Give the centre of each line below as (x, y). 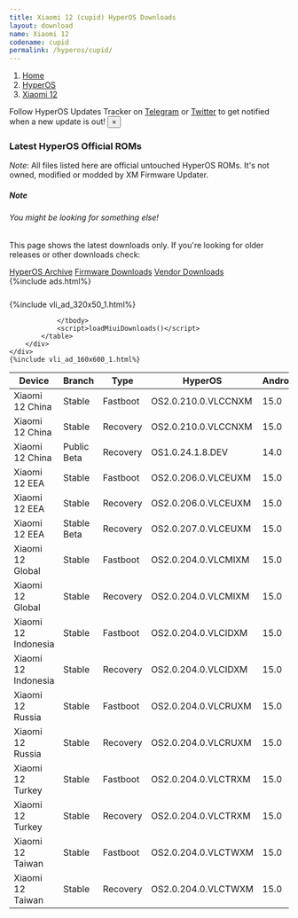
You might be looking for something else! (84, 217)
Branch (79, 381)
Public (76, 447)
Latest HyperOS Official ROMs (75, 146)
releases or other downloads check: (75, 255)
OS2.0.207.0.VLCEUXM (200, 529)
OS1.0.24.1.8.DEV (189, 452)
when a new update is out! (58, 122)
